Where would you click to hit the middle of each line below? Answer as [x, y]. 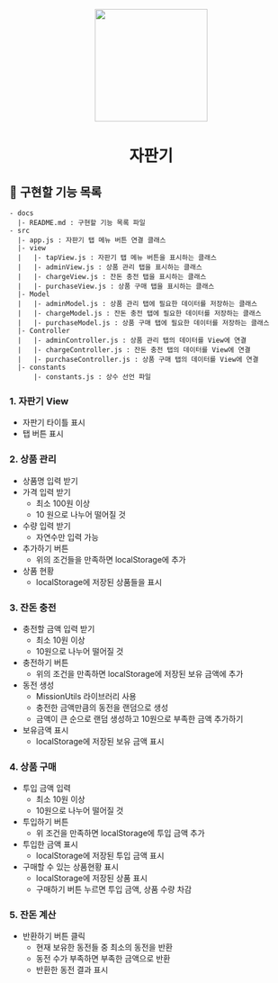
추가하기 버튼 [45, 548]
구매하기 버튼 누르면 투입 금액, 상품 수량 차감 [113, 889]
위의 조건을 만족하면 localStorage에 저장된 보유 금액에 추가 [139, 673]
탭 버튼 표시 [43, 434]
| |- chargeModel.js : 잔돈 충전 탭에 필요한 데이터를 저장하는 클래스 [139, 313]
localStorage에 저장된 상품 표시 [92, 879]
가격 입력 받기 [46, 491]
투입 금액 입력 [46, 789]
